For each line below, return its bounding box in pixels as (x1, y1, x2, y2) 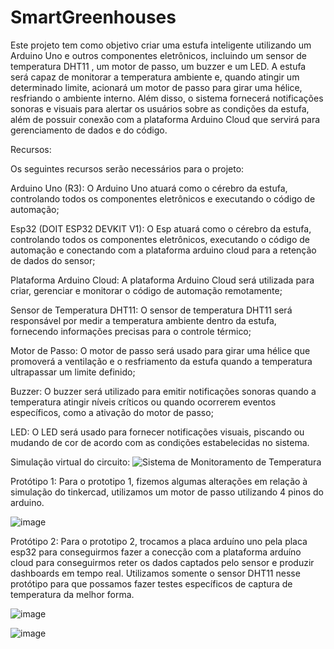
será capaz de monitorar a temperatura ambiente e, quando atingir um (10, 71, 300, 83)
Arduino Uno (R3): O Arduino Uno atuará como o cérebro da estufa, (10, 182, 288, 194)
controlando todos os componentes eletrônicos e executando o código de (10, 192, 316, 205)
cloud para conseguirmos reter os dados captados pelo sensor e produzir (10, 556, 315, 568)
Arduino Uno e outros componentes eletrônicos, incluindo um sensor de (10, 49, 308, 61)
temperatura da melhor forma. (10, 588, 135, 600)
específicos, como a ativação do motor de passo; (10, 406, 214, 418)
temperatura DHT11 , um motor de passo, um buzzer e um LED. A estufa (10, 60, 307, 72)
